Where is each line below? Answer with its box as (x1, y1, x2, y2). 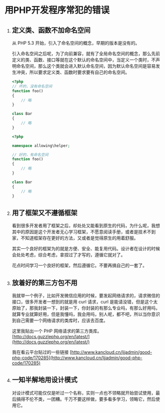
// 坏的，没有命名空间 (11, 84, 53, 89)
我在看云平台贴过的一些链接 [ (11, 349, 72, 355)
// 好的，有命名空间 (11, 152, 49, 157)
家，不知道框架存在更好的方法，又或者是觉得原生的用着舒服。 (11, 235, 139, 241)
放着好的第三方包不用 (11, 278, 78, 287)
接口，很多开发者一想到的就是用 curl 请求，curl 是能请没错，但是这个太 (11, 299, 158, 305)
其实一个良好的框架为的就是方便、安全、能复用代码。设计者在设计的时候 (11, 246, 160, 252)
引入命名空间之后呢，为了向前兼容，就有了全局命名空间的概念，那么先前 (11, 51, 160, 56)
